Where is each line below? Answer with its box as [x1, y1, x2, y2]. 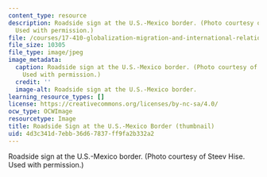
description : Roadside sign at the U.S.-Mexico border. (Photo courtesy [8, 19, 254, 27]
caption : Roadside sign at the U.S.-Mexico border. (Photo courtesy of [15, 63, 258, 71]
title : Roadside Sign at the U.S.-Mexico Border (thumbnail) [8, 122, 215, 130]
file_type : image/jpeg [8, 48, 83, 56]
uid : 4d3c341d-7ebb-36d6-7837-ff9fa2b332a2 [8, 129, 155, 137]
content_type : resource [8, 11, 87, 20]
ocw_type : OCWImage [8, 108, 73, 116]
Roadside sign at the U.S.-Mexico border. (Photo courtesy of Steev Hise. [8, 152, 246, 161]
